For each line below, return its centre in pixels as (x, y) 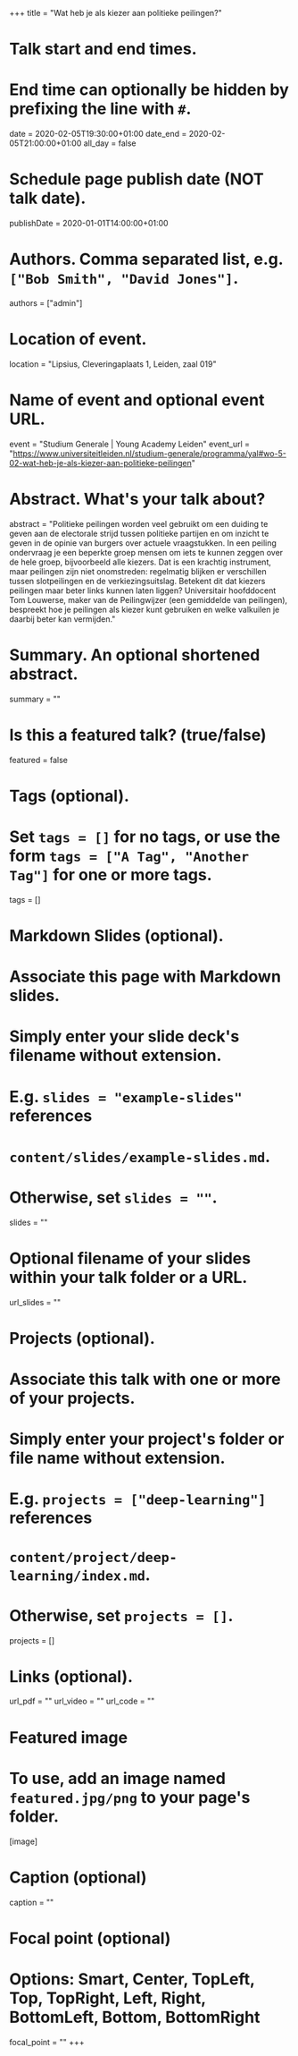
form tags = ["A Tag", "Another (129, 856)
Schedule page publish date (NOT (137, 179)
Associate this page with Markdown (145, 977)
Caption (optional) (78, 1877)
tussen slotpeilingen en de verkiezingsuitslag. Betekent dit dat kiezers (137, 581)
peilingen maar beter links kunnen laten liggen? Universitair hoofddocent (143, 590)
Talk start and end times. (103, 49)
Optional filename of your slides (130, 1258)
